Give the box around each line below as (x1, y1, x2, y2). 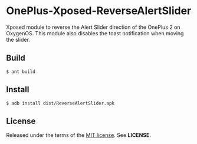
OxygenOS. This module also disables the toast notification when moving (6, 29, 184, 36)
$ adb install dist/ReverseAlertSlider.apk (6, 100, 115, 106)
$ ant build (6, 69, 35, 75)
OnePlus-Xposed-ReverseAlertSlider (6, 4, 192, 18)
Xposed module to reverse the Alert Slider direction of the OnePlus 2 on (6, 24, 181, 31)
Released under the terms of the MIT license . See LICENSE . (6, 132, 152, 139)
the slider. (6, 36, 31, 43)
